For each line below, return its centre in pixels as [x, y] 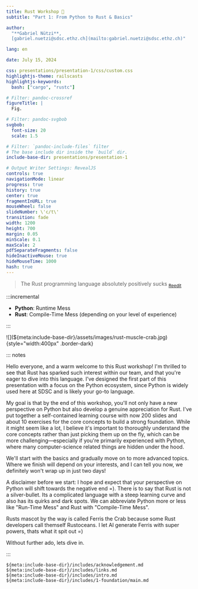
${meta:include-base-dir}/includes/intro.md [62, 575]
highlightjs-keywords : [34, 81]
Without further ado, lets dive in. [45, 542]
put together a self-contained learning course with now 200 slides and [92, 415]
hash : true [19, 267]
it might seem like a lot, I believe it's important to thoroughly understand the [98, 428]
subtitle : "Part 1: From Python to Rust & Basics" [70, 17]
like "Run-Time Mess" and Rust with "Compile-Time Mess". [78, 507]
